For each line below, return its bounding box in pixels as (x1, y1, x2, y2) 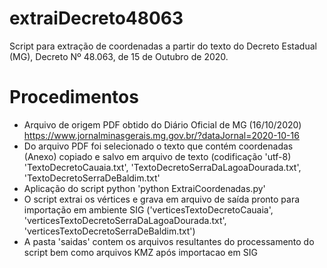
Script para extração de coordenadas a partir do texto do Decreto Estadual (9, 40, 317, 52)
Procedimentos (9, 86, 139, 109)
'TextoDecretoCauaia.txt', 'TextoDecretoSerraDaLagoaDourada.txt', (23, 161, 302, 173)
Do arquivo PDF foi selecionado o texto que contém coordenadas (23, 140, 294, 152)
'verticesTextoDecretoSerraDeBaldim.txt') (23, 225, 196, 237)
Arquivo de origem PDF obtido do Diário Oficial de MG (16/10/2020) (23, 118, 302, 131)
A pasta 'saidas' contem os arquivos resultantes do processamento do (23, 235, 315, 247)
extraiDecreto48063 (9, 7, 184, 30)
